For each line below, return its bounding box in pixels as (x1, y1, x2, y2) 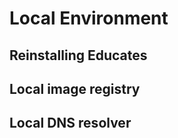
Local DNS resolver (9, 115, 132, 132)
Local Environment (9, 7, 169, 30)
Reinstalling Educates (9, 47, 148, 64)
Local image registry (9, 80, 141, 97)
